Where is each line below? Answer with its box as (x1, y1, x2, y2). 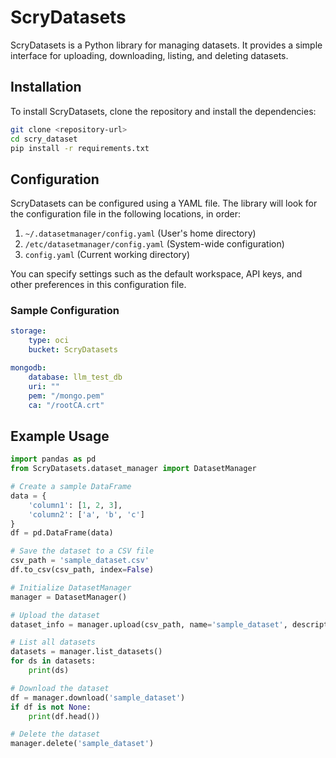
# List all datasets (10, 637, 97, 648)
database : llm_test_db (28, 372, 123, 382)
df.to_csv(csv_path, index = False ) (10, 565, 155, 575)
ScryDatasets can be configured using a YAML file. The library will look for (10, 197, 318, 210)
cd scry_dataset (10, 134, 78, 144)
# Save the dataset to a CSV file (10, 546, 155, 556)
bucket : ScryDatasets (28, 345, 118, 355)
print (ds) (28, 666, 70, 676)
